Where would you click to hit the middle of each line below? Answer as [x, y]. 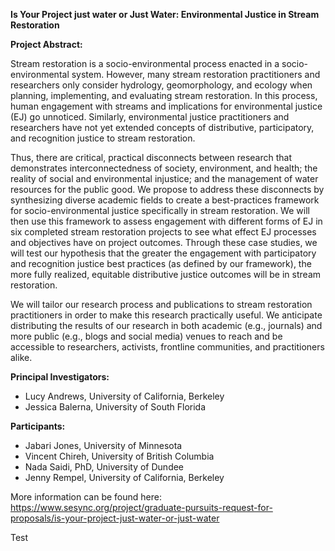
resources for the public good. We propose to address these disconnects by [167, 189]
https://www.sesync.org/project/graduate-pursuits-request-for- [141, 507]
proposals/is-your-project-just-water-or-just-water [115, 518]
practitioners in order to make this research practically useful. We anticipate [166, 315]
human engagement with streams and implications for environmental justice [166, 106]
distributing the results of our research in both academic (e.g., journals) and [166, 325]
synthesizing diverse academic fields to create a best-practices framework [165, 200]
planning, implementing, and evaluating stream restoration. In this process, [164, 95]
